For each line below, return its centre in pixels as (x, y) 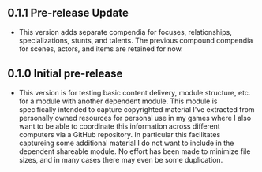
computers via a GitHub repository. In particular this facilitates (120, 134)
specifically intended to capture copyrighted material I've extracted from (137, 109)
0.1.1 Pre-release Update (68, 13)
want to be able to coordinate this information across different (119, 126)
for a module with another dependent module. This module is (118, 101)
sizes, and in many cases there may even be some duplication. (121, 159)
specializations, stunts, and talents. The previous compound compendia (136, 40)
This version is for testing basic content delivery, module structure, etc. (135, 92)
